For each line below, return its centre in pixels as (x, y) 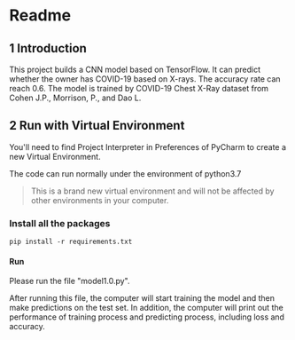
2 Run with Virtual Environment (97, 126)
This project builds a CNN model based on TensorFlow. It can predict (135, 69)
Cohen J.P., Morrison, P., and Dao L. (75, 98)
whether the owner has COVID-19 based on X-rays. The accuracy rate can (145, 79)
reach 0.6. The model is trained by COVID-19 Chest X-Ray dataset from (139, 88)
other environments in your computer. (100, 200)
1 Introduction (48, 48)
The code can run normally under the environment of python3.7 (125, 173)
